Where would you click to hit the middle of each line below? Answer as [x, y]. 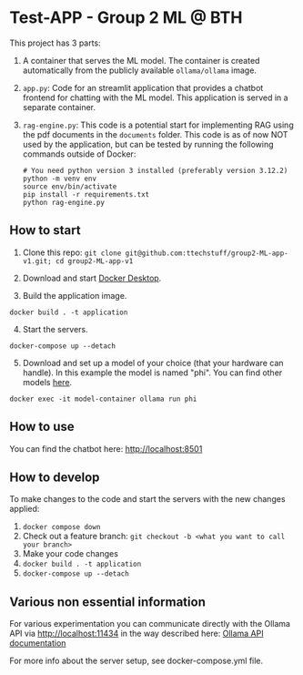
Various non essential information [108, 602]
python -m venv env [60, 179]
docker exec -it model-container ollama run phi [103, 399]
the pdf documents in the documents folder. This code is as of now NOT [155, 134]
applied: [25, 509]
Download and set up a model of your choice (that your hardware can [153, 363]
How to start [45, 230]
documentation [38, 643]
